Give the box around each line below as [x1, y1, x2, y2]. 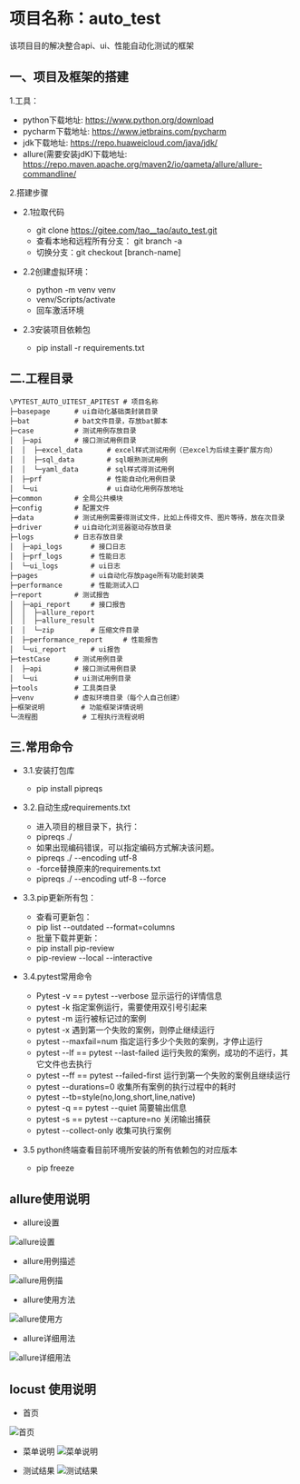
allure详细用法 [22, 1333, 75, 1344]
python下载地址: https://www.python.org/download [22, 115, 215, 125]
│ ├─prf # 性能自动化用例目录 [9, 474, 177, 483]
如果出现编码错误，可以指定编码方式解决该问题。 [35, 842, 219, 853]
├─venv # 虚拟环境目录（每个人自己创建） [9, 692, 184, 702]
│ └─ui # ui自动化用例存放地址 [9, 483, 184, 493]
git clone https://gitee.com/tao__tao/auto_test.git [35, 224, 218, 235]
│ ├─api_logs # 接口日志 [9, 542, 127, 551]
